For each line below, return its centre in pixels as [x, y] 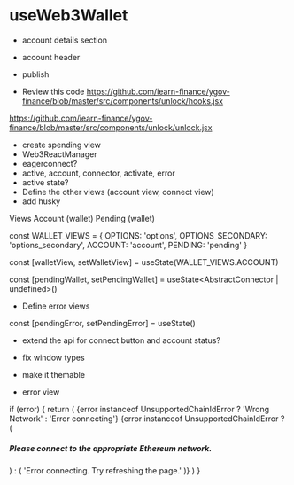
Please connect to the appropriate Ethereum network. [111, 448]
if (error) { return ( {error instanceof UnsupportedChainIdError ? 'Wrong [139, 409]
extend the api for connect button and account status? [121, 340]
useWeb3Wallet [69, 16]
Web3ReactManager [59, 154]
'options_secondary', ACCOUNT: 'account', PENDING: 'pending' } [128, 245]
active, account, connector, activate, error [98, 173]
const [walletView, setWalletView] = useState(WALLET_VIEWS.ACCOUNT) [144, 262]
